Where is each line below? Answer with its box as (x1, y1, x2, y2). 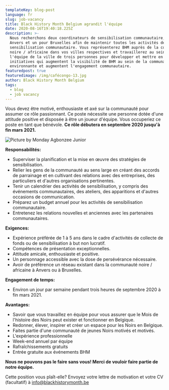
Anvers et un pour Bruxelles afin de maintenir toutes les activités (10, 40, 158, 45)
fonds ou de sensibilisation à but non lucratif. (12, 240, 106, 246)
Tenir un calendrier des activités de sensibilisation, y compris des (12, 183, 148, 189)
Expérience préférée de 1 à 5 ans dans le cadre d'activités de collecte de (12, 235, 163, 241)
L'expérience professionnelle (12, 333, 73, 339)
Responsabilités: (5, 147, 41, 153)
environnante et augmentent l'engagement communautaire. (10, 64, 132, 69)
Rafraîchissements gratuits (12, 344, 68, 350)
